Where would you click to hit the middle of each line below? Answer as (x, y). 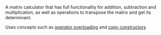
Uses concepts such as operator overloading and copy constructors (76, 27)
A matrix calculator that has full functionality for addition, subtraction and (81, 7)
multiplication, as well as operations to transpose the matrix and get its (78, 12)
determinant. (18, 17)
